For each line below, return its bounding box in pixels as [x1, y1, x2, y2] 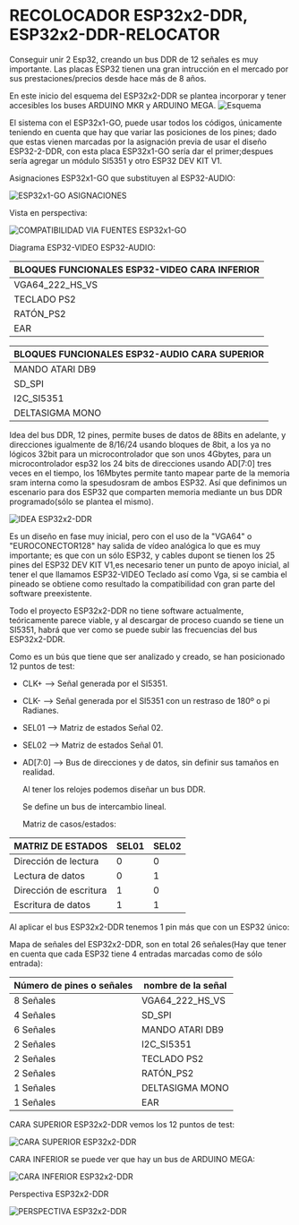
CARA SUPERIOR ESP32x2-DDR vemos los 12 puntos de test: [9, 1118, 235, 1129]
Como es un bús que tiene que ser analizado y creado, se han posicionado [9, 651, 286, 662]
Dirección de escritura [13, 884, 107, 896]
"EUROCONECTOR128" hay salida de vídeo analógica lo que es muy [9, 540, 261, 551]
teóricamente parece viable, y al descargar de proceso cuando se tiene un [9, 614, 285, 625]
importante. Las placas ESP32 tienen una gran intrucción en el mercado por [9, 64, 289, 74]
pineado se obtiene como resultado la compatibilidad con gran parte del [9, 578, 276, 589]
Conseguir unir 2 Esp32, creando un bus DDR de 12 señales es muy [9, 54, 259, 64]
